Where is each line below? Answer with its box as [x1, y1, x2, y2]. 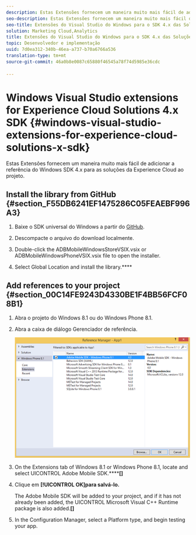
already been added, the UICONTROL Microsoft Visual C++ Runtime [14, 499, 178, 506]
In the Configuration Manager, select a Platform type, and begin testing [14, 516, 185, 523]
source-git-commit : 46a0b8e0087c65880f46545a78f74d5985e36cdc [6, 59, 160, 64]
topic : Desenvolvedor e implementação [6, 40, 100, 46]
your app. [14, 523, 38, 530]
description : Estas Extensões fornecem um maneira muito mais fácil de [6, 9, 184, 15]
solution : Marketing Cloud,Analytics [6, 28, 98, 34]
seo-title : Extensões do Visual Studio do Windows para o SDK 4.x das [6, 22, 181, 28]
